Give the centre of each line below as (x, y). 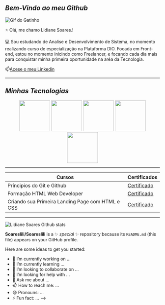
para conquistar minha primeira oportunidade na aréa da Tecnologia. (75, 59)
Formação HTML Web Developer (45, 193)
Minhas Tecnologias (37, 91)
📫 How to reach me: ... (36, 285)
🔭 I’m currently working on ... (41, 259)
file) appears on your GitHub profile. (41, 239)
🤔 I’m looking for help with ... (41, 274)
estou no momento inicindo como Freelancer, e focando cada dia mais (86, 54)
